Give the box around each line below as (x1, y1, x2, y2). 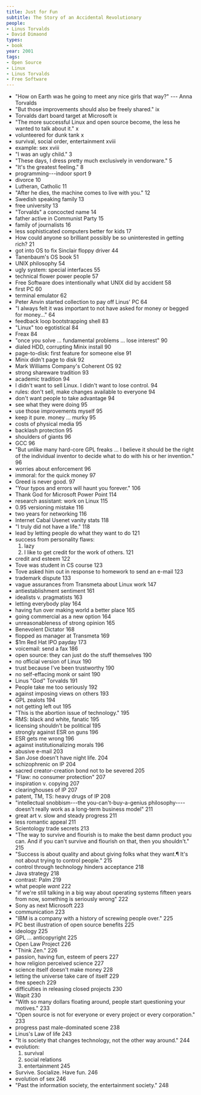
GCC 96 (14, 439, 35, 447)
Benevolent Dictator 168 (14, 626, 75, 633)
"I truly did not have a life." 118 (14, 523, 91, 531)
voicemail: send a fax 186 (14, 645, 78, 653)
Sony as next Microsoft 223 (14, 902, 84, 909)
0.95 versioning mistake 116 (14, 504, 84, 511)
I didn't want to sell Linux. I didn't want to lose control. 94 (14, 382, 158, 389)
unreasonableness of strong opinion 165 (14, 619, 115, 627)
